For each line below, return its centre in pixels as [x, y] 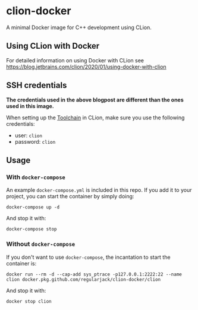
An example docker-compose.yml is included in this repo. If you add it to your [99, 190]
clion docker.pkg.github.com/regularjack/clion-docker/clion [84, 279]
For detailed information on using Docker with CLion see [75, 60]
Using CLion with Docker [53, 46]
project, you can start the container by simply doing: [70, 197]
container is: [21, 263]
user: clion [29, 135]
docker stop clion [29, 301]
